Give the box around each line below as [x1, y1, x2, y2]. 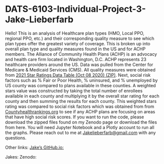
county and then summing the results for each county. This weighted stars [5, 98, 157, 104]
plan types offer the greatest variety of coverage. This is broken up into [5, 40, 151, 46]
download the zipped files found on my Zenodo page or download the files [5, 119, 157, 125]
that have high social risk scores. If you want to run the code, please [5, 114, 144, 120]
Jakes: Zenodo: [5, 154, 37, 160]
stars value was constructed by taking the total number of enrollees [5, 88, 143, 94]
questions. [5, 134, 27, 141]
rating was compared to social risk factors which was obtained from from [5, 103, 155, 109]
